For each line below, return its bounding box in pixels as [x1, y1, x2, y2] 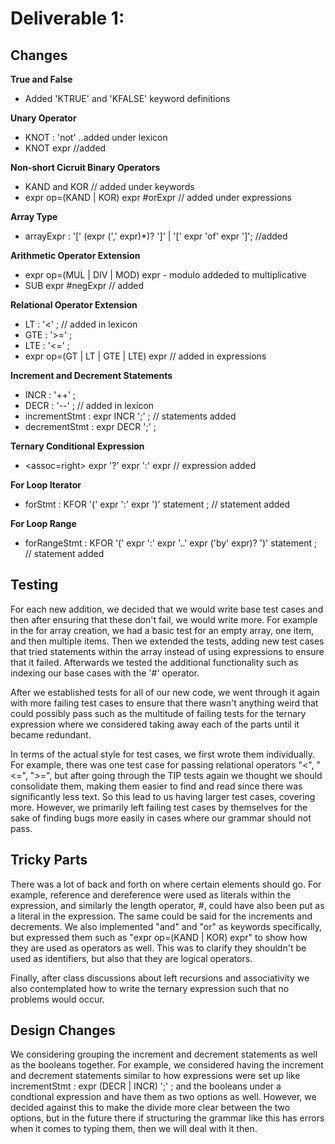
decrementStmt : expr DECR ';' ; [24, 421, 157, 432]
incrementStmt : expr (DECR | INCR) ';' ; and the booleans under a [10, 1080, 282, 1092]
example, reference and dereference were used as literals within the [10, 888, 292, 901]
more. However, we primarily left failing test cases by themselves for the [10, 801, 308, 813]
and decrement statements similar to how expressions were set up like [10, 1070, 301, 1082]
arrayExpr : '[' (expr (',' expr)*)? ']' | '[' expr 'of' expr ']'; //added [24, 230, 288, 242]
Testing [10, 577, 59, 594]
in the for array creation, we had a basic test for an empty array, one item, [10, 624, 315, 636]
